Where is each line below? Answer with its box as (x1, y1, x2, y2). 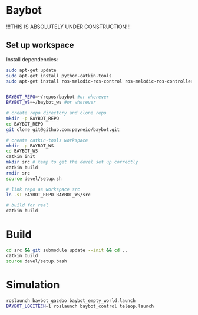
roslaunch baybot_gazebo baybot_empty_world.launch (6, 297, 136, 304)
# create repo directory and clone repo (6, 110, 107, 116)
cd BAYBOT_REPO (6, 121, 44, 127)
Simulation (6, 278, 60, 291)
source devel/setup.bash (6, 258, 67, 264)
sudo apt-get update (6, 67, 57, 73)
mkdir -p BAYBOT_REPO (6, 116, 60, 122)
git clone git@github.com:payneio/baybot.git (6, 126, 120, 133)
